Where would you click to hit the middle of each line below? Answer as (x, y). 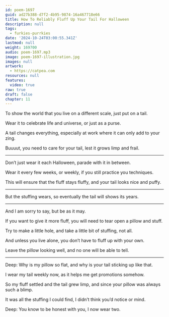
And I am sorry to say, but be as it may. (46, 211)
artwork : (14, 66)
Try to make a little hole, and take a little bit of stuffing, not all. (69, 231)
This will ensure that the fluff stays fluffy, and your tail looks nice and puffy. (83, 182)
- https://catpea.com (32, 71)
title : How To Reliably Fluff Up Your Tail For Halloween (67, 19)
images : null (19, 62)
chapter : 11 (18, 99)
